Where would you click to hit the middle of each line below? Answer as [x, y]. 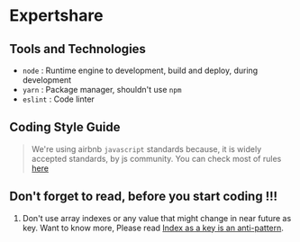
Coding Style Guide [65, 127]
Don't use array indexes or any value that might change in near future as [157, 218]
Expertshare [56, 16]
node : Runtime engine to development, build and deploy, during [140, 70]
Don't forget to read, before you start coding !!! [143, 197]
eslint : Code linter [58, 99]
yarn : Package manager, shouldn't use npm [102, 90]
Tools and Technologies [78, 49]
